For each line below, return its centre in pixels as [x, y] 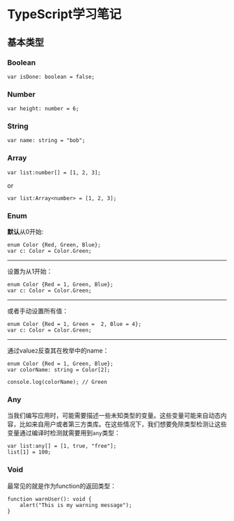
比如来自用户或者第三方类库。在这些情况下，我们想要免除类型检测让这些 [123, 424]
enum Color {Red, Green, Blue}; [54, 245]
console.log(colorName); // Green [57, 382]
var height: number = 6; [43, 109]
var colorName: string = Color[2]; [59, 370]
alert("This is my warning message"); [76, 505]
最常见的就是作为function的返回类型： [62, 485]
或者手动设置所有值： [38, 311]
